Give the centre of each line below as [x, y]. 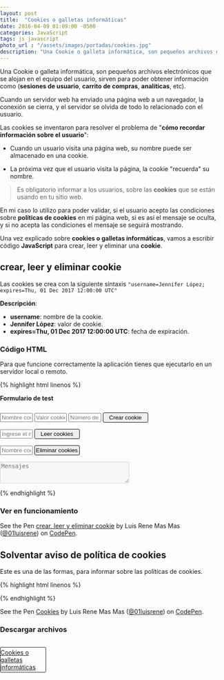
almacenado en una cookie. [49, 155]
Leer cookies [57, 433]
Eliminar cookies [57, 450]
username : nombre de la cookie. [57, 317]
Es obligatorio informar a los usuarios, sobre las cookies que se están [116, 189]
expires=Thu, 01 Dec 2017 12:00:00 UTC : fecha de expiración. [100, 331]
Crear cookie [125, 418]
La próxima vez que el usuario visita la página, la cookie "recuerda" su [110, 169]
